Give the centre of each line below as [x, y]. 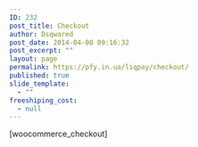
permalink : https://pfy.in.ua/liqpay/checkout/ [99, 68]
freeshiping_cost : [43, 100]
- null [29, 109]
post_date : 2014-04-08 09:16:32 [69, 42]
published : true [39, 76]
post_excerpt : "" [41, 51]
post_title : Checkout [49, 26]
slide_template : [39, 84]
